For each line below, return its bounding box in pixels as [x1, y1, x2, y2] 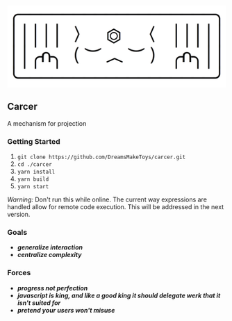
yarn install [17, 169, 56, 176]
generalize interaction [17, 243, 83, 252]
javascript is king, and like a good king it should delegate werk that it [17, 291, 221, 299]
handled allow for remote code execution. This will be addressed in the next [7, 203, 224, 211]
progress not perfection [17, 283, 88, 292]
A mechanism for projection [7, 119, 87, 127]
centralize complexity [17, 251, 82, 259]
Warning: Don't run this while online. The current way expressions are [7, 195, 207, 204]
